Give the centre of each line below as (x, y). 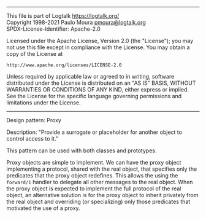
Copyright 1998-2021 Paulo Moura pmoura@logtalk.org (76, 22)
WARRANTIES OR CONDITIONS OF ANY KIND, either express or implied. (97, 89)
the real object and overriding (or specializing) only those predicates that (98, 201)
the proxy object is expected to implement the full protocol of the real (94, 189)
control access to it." (32, 138)
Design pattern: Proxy (34, 120)
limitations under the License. (44, 103)
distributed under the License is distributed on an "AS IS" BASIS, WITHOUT (101, 83)
